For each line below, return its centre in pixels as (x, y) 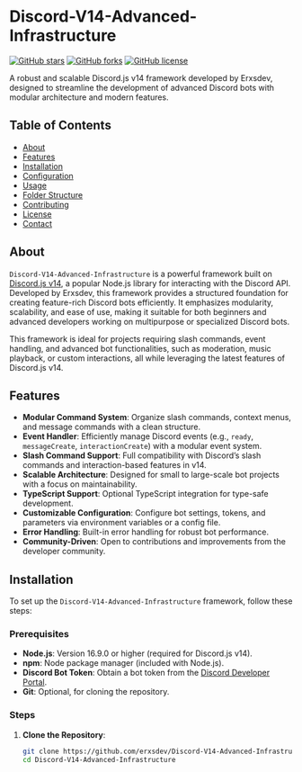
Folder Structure (53, 194)
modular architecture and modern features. (89, 97)
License (37, 214)
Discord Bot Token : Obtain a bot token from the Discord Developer (146, 673)
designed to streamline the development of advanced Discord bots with (142, 87)
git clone (41, 751)
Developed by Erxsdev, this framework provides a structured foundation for (149, 292)
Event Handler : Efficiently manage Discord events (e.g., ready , (138, 436)
